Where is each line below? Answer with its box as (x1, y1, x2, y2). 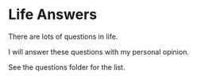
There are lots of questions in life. (8, 32, 118, 41)
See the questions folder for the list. (8, 62, 126, 72)
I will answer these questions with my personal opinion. (8, 47, 189, 56)
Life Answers (8, 6, 98, 24)
